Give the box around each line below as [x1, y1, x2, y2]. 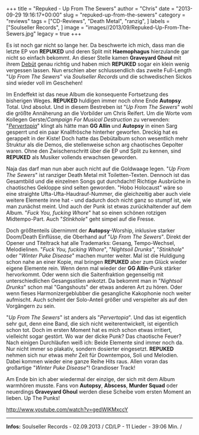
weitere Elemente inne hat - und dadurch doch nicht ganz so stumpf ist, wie [6, 196, 191, 204]
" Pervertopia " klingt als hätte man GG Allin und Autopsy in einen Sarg [6, 123, 178, 129]
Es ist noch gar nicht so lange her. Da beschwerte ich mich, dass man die [6, 41, 185, 49]
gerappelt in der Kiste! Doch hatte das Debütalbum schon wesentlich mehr [6, 135, 188, 141]
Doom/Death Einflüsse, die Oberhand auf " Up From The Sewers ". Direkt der [6, 233, 191, 240]
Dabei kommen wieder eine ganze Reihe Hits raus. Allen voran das [6, 358, 168, 365]
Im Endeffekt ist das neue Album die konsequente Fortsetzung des [6, 91, 169, 98]
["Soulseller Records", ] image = [6, 24, 85, 31]
